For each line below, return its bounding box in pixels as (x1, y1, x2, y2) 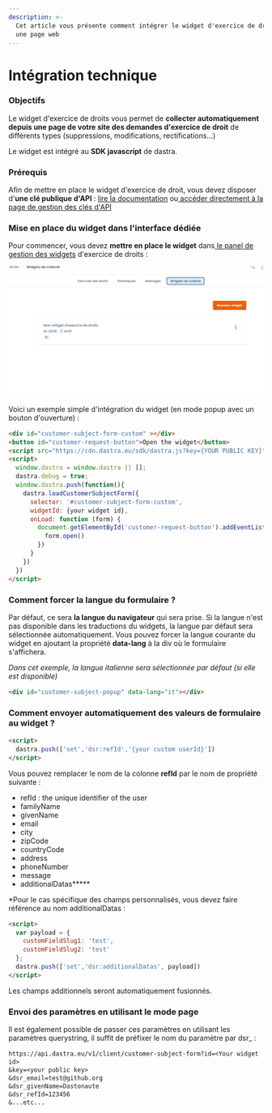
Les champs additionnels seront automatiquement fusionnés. (8, 986, 212, 995)
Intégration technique (8, 66, 158, 84)
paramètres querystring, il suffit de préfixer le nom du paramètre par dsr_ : (8, 1034, 257, 1043)
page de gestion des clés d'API (8, 203, 112, 212)
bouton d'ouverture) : (8, 413, 79, 422)
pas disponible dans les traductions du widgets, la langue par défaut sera (8, 621, 253, 631)
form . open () (44, 532, 85, 541)
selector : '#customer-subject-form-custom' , (29, 498, 183, 506)
